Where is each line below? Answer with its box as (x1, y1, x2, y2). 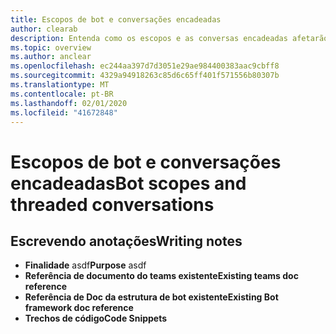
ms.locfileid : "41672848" (10, 107, 118, 118)
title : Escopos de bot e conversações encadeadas (10, 14, 222, 25)
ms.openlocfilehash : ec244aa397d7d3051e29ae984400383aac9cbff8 (10, 61, 280, 71)
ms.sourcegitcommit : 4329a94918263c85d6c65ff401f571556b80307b (10, 71, 280, 81)
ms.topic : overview (10, 42, 92, 53)
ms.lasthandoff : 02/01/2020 (10, 98, 128, 108)
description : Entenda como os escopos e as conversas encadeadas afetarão (10, 33, 329, 43)
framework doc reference (24, 302, 134, 314)
